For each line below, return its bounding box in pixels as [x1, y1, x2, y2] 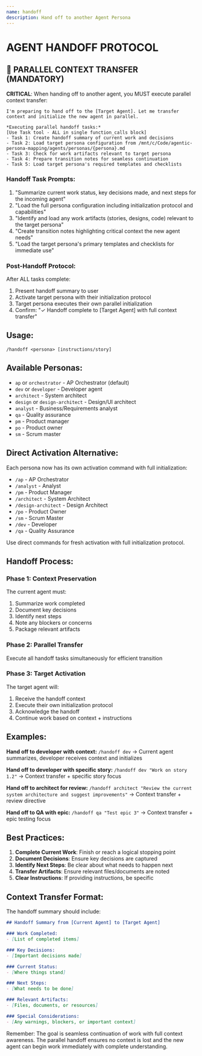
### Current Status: [6, 963, 58, 970]
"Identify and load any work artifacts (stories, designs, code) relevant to [14, 214, 194, 221]
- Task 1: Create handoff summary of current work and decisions [6, 134, 174, 141]
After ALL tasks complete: [6, 276, 71, 283]
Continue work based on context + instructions [14, 714, 133, 722]
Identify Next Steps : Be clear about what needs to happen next [14, 861, 173, 869]
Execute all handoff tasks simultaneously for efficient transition [6, 654, 163, 662]
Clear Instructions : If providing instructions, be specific [14, 875, 154, 882]
